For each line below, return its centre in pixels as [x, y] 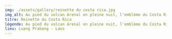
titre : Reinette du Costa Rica [38, 19]
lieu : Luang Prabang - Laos [35, 29]
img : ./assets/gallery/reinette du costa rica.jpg [60, 10]
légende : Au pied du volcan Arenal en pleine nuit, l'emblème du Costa [83, 24]
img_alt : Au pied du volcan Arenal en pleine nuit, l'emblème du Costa [83, 15]
